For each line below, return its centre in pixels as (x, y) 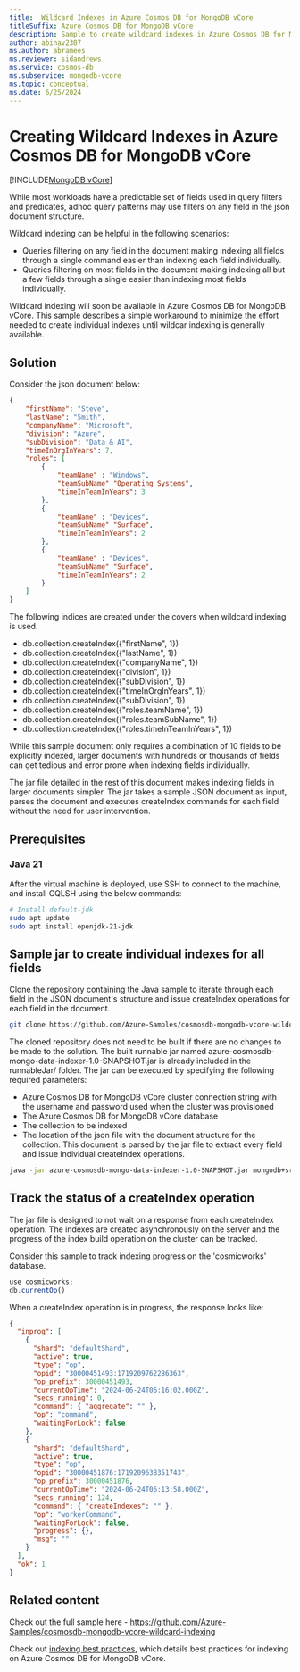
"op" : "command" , (65, 1415)
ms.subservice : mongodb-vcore (66, 76)
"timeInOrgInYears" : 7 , (70, 450)
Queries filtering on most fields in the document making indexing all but (154, 270)
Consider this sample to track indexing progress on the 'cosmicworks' (138, 1256)
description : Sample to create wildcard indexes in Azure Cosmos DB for (147, 34)
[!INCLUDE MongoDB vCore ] (61, 180)
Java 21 (26, 864)
